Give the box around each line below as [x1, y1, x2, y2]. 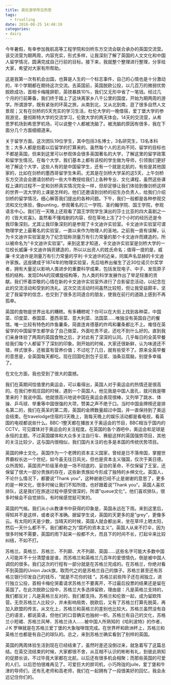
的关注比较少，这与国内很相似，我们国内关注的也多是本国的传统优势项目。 [5, 439, 161, 445]
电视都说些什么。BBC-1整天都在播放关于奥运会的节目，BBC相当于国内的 [14, 420, 166, 426]
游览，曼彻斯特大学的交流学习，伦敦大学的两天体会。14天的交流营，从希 [9, 115, 162, 120]
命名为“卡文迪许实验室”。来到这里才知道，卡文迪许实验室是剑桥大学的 [14, 240, 161, 246]
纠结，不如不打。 [5, 537, 41, 543]
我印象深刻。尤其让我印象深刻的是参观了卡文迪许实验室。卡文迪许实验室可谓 [5, 221, 166, 227]
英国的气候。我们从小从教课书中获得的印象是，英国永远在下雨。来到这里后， [5, 506, 166, 511]
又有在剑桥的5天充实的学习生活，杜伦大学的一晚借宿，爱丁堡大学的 [18, 108, 160, 114]
